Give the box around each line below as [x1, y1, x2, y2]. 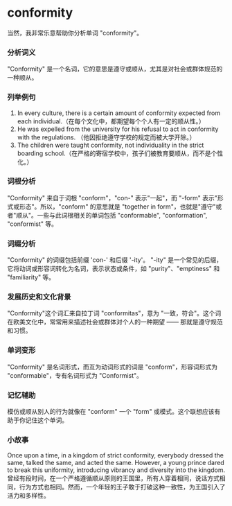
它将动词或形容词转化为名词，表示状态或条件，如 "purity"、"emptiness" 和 [7, 265, 220, 273]
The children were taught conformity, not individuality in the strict [17, 141, 204, 149]
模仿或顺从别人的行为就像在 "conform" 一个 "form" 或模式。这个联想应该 [7, 408, 215, 416]
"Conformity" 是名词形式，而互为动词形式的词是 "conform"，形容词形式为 [7, 363, 218, 371]
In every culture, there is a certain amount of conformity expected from [17, 109, 220, 117]
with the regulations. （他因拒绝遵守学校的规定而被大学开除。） [17, 133, 196, 141]
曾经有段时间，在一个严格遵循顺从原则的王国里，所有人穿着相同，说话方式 [7, 474, 220, 482]
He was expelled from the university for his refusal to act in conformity [17, 125, 219, 133]
